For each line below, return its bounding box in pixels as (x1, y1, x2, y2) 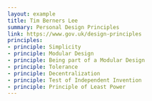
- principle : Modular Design (7, 51, 94, 58)
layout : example (7, 10, 56, 18)
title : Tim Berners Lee (7, 17, 78, 24)
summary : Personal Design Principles (7, 23, 120, 31)
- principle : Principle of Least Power (7, 83, 126, 90)
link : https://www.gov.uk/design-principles (7, 30, 142, 38)
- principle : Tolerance (7, 63, 78, 70)
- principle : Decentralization (7, 70, 101, 77)
